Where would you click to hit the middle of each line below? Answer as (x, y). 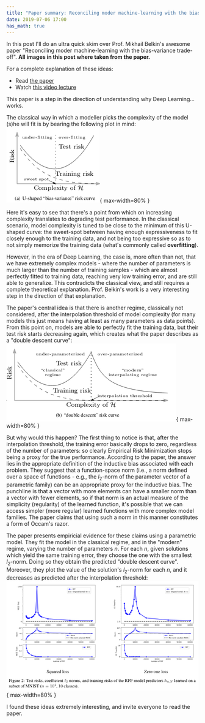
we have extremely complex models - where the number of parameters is (99, 263)
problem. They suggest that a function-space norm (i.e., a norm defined (97, 470)
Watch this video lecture (45, 87)
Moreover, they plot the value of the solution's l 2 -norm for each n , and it (97, 570)
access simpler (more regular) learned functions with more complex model (100, 511)
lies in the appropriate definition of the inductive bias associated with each (100, 464)
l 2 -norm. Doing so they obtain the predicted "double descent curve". (92, 562)
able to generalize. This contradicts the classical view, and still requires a (98, 283)
